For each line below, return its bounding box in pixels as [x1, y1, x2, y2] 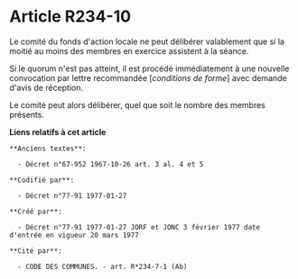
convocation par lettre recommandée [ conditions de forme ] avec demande [9, 72, 287, 83]
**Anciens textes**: [9, 144, 88, 153]
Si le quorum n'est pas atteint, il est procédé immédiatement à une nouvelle [9, 63, 290, 74]
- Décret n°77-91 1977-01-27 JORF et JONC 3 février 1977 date [17, 222, 260, 231]
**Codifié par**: [9, 175, 75, 184]
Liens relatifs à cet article [9, 126, 107, 137]
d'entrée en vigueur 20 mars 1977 [9, 230, 140, 239]
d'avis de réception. [9, 82, 84, 93]
